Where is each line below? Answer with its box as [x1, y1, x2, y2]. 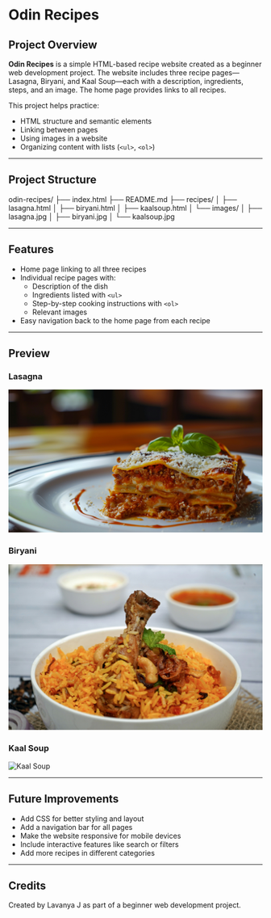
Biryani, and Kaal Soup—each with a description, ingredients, [40, 77, 244, 86]
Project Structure [8, 173, 97, 187]
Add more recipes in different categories [19, 848, 156, 857]
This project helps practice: [8, 101, 99, 110]
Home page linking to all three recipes [19, 264, 147, 274]
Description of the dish [31, 281, 109, 291]
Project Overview [8, 38, 98, 52]
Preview [8, 347, 51, 360]
